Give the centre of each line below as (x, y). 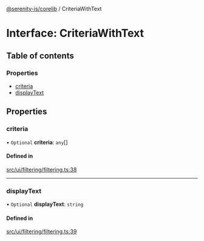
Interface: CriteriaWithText (75, 33)
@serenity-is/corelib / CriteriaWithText (54, 9)
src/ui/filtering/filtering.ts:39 (42, 232)
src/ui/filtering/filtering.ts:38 (42, 169)
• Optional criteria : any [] (37, 142)
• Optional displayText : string (45, 204)
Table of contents (40, 56)
